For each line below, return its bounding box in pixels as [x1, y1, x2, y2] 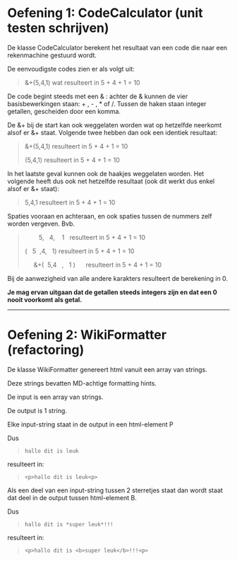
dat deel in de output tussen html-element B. [7, 493, 138, 502]
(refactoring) [7, 342, 85, 358]
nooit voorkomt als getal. [7, 295, 83, 303]
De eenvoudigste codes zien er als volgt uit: [7, 64, 135, 73]
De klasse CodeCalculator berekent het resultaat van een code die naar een [7, 43, 228, 52]
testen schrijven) [7, 20, 109, 36]
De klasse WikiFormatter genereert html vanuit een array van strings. [7, 365, 208, 374]
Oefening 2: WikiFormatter [7, 327, 167, 343]
